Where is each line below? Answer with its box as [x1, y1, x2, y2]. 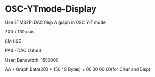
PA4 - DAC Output [5, 47, 41, 53]
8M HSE [5, 38, 22, 44]
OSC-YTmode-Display [5, 3, 97, 15]
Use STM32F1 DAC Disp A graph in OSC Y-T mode [5, 19, 106, 25]
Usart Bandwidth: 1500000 [5, 57, 59, 62]
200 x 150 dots [5, 29, 35, 34]
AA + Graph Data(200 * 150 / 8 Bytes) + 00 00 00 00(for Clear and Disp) [5, 66, 151, 72]
